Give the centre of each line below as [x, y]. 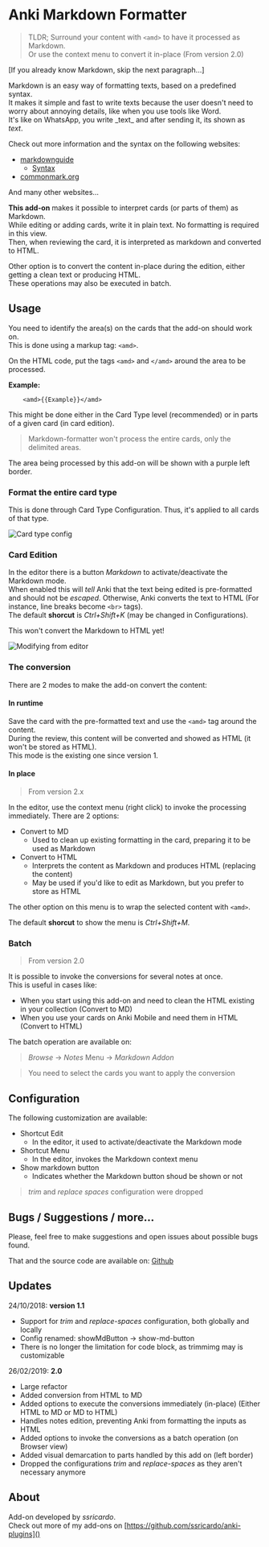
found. [19, 1245]
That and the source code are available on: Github [91, 1260]
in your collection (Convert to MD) [76, 1009]
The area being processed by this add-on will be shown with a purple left [129, 463]
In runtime [26, 703]
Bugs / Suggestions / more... [82, 1217]
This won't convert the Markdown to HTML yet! [86, 631]
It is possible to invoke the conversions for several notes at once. [116, 977]
